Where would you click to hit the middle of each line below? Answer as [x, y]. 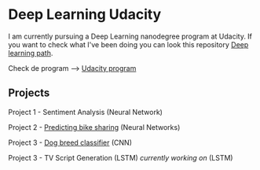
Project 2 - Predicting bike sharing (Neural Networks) [94, 127]
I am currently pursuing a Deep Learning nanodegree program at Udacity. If [130, 36]
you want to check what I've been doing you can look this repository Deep [128, 44]
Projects [29, 93]
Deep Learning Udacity [85, 15]
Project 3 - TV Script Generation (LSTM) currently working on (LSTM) [121, 157]
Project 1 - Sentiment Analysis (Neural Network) [86, 112]
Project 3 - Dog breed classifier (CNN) [70, 142]
